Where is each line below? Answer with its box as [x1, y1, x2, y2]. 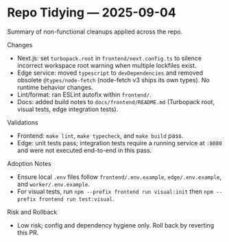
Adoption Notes [7, 159, 51, 167]
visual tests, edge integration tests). [16, 105, 119, 113]
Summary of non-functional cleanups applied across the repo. [7, 27, 183, 36]
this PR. [16, 228, 39, 237]
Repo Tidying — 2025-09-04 [7, 5, 176, 21]
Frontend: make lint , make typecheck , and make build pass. [16, 132, 184, 140]
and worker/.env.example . [16, 180, 91, 188]
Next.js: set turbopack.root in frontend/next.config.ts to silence [16, 53, 202, 62]
